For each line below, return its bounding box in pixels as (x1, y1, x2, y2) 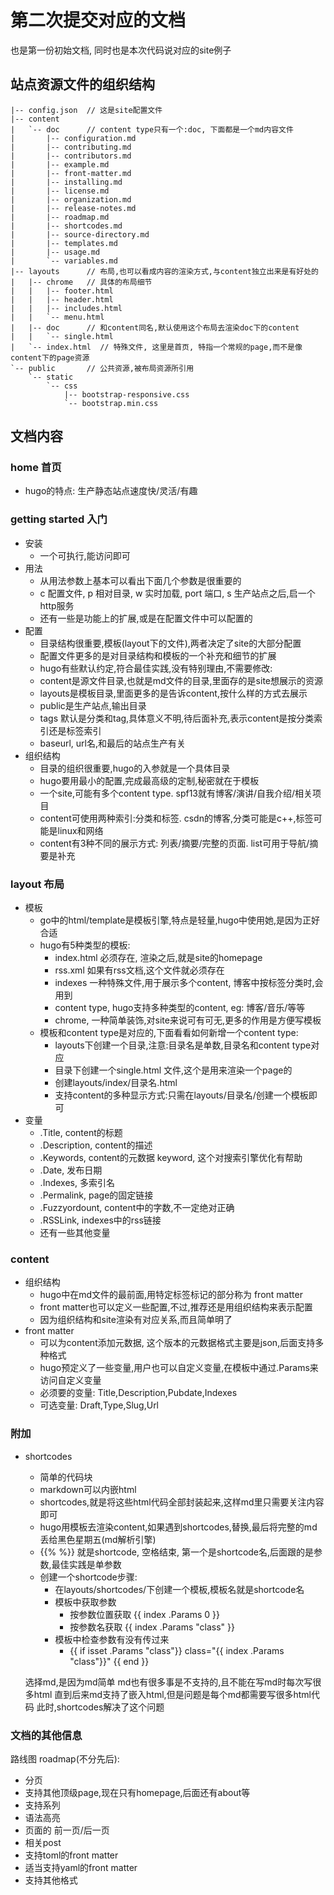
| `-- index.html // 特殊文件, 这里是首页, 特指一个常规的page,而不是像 (10, 342, 303, 352)
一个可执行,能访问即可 (39, 549, 131, 561)
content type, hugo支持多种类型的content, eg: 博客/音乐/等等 (54, 1002, 306, 1014)
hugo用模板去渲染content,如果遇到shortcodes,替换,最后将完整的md (39, 1521, 318, 1533)
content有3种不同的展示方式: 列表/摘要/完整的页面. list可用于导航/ (39, 837, 310, 849)
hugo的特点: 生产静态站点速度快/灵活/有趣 (24, 485, 198, 497)
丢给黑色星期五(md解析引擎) (39, 1533, 157, 1545)
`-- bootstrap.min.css (63, 398, 159, 408)
